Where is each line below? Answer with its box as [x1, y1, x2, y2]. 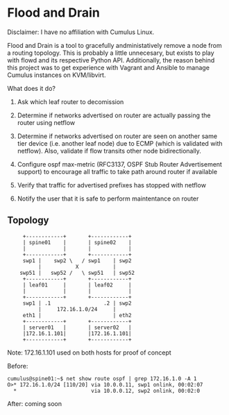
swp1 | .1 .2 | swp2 [22, 300, 132, 307]
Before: [7, 362, 28, 370]
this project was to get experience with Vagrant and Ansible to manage [7, 63, 210, 71]
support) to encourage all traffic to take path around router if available [17, 167, 217, 176]
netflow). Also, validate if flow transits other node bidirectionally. [17, 146, 201, 155]
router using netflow [17, 118, 76, 126]
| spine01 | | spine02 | [22, 239, 132, 246]
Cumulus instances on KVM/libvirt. [7, 71, 106, 79]
